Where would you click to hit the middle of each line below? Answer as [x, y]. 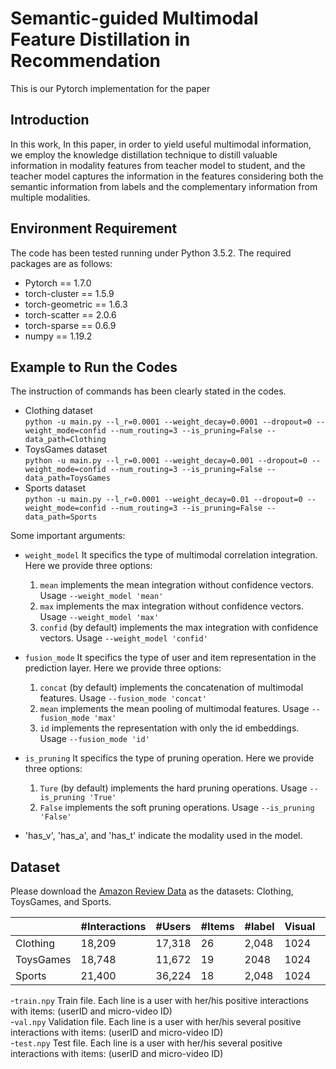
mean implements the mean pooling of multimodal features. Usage [174, 709]
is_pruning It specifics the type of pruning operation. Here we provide [169, 758]
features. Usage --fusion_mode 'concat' [123, 698]
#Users [173, 927]
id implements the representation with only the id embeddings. [169, 728]
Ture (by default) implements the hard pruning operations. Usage [173, 788]
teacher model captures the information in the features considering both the [167, 176]
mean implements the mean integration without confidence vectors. [177, 585]
